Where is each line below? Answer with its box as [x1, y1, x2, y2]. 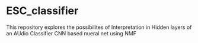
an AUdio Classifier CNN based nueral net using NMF [6, 29, 137, 37]
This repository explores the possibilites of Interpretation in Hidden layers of [6, 24, 192, 31]
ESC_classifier [6, 4, 79, 18]
